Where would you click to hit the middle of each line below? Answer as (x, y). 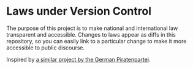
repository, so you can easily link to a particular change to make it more (96, 41)
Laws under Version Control (79, 11)
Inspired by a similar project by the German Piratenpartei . (78, 59)
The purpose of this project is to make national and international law (92, 28)
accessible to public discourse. (46, 48)
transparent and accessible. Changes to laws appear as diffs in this (91, 34)
